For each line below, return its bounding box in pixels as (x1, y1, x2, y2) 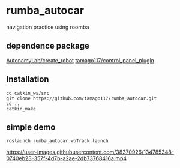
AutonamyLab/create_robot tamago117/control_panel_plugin (6, 56, 155, 64)
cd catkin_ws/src (6, 90, 50, 96)
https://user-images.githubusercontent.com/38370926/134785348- (6, 148, 174, 156)
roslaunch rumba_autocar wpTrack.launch (6, 138, 109, 144)
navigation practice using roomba (6, 23, 89, 31)
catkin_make (6, 106, 36, 112)
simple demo (6, 122, 56, 132)
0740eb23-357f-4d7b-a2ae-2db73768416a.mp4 (6, 155, 127, 162)
